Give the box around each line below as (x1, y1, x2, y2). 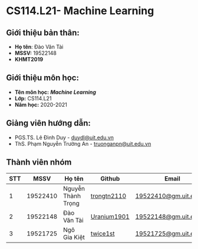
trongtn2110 (90, 192, 127, 200)
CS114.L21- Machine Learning (6, 4, 154, 18)
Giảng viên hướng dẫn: (6, 118, 91, 128)
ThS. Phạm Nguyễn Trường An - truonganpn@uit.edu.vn (14, 140, 151, 147)
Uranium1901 (90, 212, 130, 221)
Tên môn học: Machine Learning (14, 89, 96, 96)
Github (100, 175, 120, 183)
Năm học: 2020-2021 (14, 101, 68, 108)
